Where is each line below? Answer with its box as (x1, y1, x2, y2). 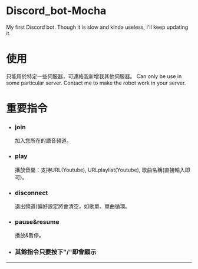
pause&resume (14, 217, 60, 226)
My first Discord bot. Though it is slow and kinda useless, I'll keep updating (6, 23, 189, 31)
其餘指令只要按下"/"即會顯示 (14, 248, 97, 256)
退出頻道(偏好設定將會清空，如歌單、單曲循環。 (14, 203, 131, 210)
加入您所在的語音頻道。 (14, 137, 72, 144)
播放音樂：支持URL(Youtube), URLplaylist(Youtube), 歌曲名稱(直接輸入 (14, 166, 186, 173)
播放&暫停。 (14, 232, 44, 239)
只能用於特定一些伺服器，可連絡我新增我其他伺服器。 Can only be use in (6, 72, 182, 80)
